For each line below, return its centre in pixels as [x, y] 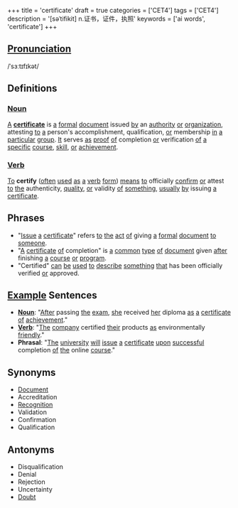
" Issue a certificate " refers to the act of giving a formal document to [117, 235]
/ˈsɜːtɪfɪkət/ [23, 66]
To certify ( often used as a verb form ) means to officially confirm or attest [116, 180]
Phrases [26, 218]
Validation [32, 412]
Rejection [31, 482]
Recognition [35, 405]
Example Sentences [52, 295]
